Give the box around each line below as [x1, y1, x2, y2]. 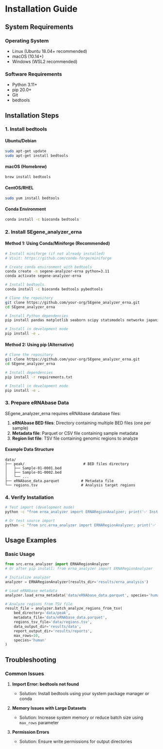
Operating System [5, 37, 49, 44]
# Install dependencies [5, 370, 53, 375]
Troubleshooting [5, 655, 57, 664]
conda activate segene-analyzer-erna [5, 273, 81, 279]
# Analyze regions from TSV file [5, 601, 73, 606]
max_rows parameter [19, 720, 59, 726]
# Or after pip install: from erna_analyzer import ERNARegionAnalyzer [5, 566, 153, 571]
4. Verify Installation [5, 494, 54, 500]
